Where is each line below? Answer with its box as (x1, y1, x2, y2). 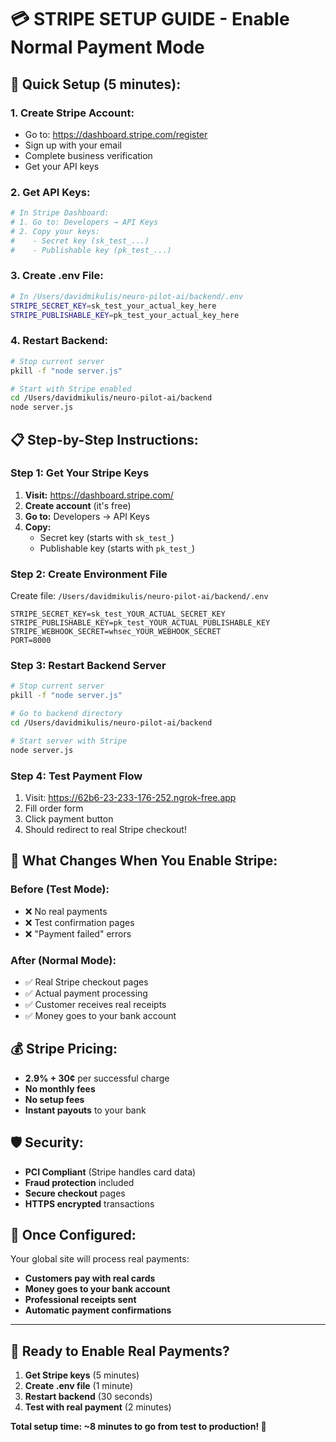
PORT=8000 (10, 636, 52, 646)
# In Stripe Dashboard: (10, 208, 110, 218)
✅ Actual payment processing (24, 987, 148, 999)
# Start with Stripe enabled (10, 384, 132, 394)
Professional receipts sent (24, 1294, 137, 1306)
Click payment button (24, 812, 114, 825)
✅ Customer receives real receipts (24, 998, 167, 1010)
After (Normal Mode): (10, 953, 117, 967)
